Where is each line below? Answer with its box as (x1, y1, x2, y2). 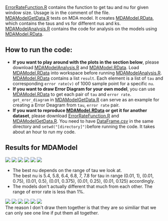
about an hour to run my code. (12, 129, 76, 135)
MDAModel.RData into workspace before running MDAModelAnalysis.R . (12, 70, 162, 76)
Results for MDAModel (5, 143, 78, 152)
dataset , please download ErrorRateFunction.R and (12, 113, 120, 119)
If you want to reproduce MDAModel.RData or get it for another (12, 107, 147, 113)
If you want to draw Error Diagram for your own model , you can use (12, 86, 155, 92)
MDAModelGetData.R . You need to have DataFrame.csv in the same (12, 118, 154, 124)
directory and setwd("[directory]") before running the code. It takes (12, 123, 155, 129)
